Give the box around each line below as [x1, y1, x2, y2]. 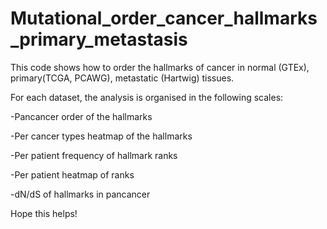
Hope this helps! [10, 207, 78, 219]
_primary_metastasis [10, 28, 188, 51]
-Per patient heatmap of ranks [10, 168, 135, 181]
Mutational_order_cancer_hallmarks [10, 7, 318, 30]
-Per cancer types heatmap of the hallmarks [10, 130, 193, 142]
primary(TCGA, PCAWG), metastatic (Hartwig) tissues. [10, 72, 235, 84]
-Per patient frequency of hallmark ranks [10, 149, 178, 161]
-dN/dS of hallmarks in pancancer [10, 188, 151, 200]
